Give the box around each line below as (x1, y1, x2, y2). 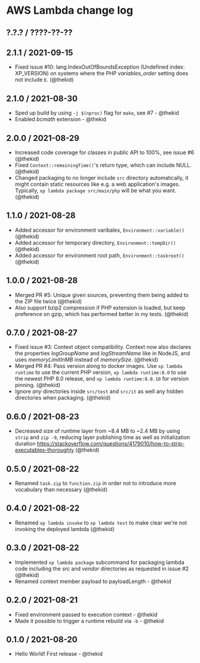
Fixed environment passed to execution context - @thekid (14, 610, 158, 618)
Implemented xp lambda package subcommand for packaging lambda (14, 558, 184, 566)
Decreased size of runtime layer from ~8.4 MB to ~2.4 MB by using (14, 428, 180, 435)
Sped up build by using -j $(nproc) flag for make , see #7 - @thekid (14, 109, 179, 116)
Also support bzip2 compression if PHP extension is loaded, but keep (14, 304, 186, 311)
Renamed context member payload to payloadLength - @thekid (14, 578, 172, 585)
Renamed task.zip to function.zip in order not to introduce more (14, 480, 177, 487)
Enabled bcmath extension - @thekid (14, 116, 106, 123)
